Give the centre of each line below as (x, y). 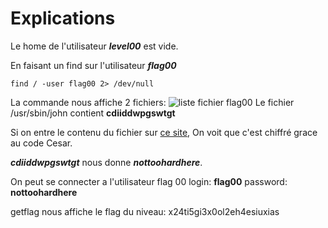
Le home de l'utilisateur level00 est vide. (94, 46)
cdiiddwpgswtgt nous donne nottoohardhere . (106, 162)
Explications (63, 18)
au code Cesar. (41, 143)
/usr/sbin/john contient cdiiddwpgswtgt (93, 113)
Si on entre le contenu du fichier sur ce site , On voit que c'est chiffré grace (164, 132)
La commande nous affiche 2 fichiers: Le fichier (152, 102)
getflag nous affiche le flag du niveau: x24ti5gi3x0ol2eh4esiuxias (145, 211)
